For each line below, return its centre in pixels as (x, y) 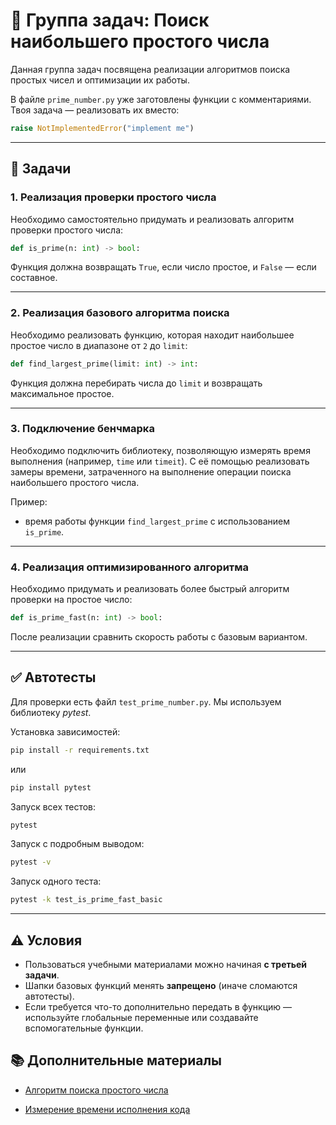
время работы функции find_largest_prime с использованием (157, 521)
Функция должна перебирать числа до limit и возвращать (136, 383)
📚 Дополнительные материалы (116, 1060)
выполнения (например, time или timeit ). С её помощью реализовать (160, 461)
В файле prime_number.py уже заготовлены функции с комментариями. (161, 99)
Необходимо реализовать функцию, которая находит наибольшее (152, 335)
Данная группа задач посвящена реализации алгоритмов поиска (150, 69)
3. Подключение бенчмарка (82, 429)
